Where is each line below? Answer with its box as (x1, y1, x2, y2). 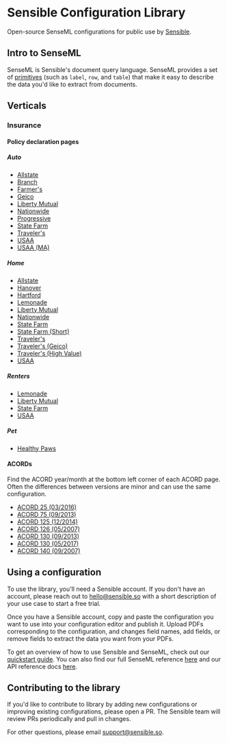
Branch (16, 178, 38, 186)
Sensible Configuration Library (7, 5, 186, 21)
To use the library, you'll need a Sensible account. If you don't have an (7, 585, 205, 593)
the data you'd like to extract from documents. (7, 80, 138, 88)
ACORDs (7, 460, 33, 468)
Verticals (7, 100, 46, 112)
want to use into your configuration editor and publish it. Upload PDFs (7, 620, 204, 628)
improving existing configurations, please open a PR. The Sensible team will (7, 707, 221, 716)
